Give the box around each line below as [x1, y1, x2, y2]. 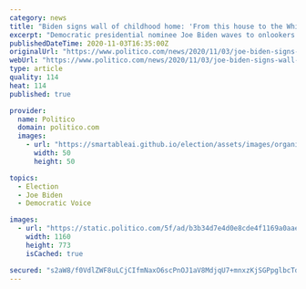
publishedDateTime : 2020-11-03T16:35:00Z [9, 38, 169, 48]
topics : [9, 173, 39, 182]
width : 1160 [25, 232, 71, 242]
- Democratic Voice [17, 199, 92, 208]
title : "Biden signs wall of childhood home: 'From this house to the [9, 22, 283, 31]
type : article [9, 65, 64, 74]
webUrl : [9, 56, 39, 65]
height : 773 [25, 241, 71, 250]
